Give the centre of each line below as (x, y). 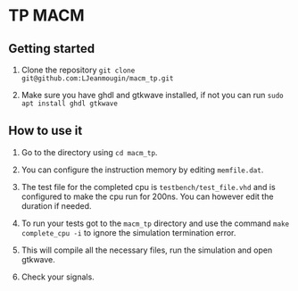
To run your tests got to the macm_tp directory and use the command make (155, 223)
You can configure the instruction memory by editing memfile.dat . (142, 170)
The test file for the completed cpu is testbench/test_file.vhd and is (148, 187)
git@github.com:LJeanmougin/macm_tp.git (97, 79)
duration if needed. (56, 205)
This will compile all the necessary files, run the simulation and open (147, 250)
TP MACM (47, 16)
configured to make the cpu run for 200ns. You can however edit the (147, 196)
